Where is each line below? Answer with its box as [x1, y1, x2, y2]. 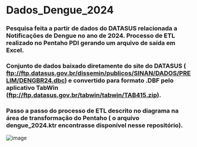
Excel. [6, 46, 25, 54]
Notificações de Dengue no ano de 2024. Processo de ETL [6, 32, 175, 40]
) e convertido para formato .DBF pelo [64, 76, 174, 85]
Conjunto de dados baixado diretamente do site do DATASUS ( [6, 62, 186, 70]
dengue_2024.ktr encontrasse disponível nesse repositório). [6, 121, 184, 129]
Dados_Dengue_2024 [6, 3, 114, 17]
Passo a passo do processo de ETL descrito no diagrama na [6, 106, 179, 114]
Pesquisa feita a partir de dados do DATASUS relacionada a [6, 24, 178, 33]
